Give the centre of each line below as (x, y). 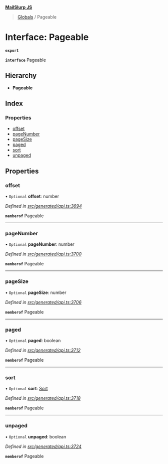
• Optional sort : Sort (26, 389)
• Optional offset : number (32, 196)
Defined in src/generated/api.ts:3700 (43, 254)
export (12, 50)
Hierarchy (21, 75)
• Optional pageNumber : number (40, 244)
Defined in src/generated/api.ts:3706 (43, 302)
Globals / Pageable (37, 17)
